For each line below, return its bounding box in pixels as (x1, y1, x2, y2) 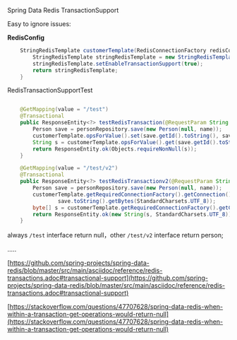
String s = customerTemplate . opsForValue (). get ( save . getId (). (32, 139, 219, 146)
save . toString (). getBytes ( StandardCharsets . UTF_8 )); (57, 197, 217, 204)
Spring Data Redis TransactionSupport (7, 6, 119, 14)
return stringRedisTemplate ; (32, 66, 119, 74)
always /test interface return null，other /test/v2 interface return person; (7, 231, 224, 240)
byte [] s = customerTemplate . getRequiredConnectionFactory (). (32, 204, 219, 211)
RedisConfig (7, 33, 44, 42)
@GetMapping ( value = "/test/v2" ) (20, 165, 119, 172)
